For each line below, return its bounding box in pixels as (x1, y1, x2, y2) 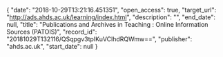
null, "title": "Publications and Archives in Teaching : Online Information (6, 21, 209, 28)
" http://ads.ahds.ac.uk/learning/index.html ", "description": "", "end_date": (6, 13, 215, 21)
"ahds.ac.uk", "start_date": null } (6, 43, 98, 50)
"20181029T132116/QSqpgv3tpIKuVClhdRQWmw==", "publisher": (6, 35, 193, 43)
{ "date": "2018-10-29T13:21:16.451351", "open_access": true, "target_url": (6, 6, 217, 14)
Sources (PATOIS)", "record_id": (6, 27, 97, 36)
